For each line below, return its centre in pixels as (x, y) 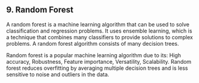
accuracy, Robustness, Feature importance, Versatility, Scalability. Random (99, 61)
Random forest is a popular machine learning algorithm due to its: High (94, 55)
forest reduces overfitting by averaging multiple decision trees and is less (97, 68)
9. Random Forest (40, 10)
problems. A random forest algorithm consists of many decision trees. (93, 43)
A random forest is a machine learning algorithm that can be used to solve (98, 24)
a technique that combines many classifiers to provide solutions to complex (100, 37)
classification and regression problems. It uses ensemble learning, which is (99, 31)
